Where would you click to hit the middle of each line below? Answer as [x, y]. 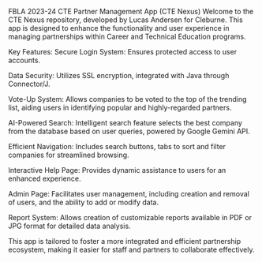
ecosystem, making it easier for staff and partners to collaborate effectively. [131, 249]
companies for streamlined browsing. [69, 155]
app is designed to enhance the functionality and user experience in [119, 28]
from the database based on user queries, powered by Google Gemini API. [129, 131]
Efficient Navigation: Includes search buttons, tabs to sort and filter [117, 146]
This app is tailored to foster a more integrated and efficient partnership [125, 241]
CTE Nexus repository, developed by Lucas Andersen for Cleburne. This [125, 20]
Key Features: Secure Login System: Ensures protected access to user [123, 52]
